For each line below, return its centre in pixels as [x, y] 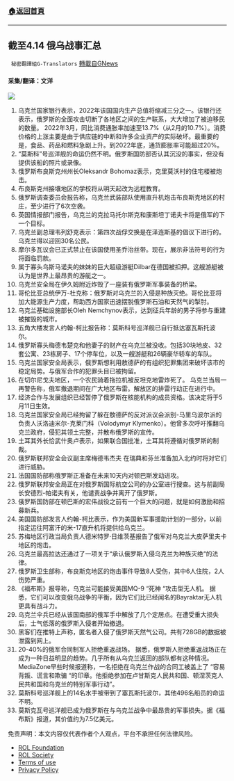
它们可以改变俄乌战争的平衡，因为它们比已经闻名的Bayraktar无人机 [126, 597]
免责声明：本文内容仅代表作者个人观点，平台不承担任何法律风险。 [102, 734]
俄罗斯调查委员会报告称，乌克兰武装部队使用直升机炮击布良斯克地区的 [118, 198]
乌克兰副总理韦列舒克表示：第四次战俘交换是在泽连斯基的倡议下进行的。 [121, 232]
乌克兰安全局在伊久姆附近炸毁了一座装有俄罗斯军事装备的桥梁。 [109, 284]
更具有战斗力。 [39, 606]
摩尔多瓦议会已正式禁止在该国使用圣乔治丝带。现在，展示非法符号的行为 [121, 250]
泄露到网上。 [36, 641]
